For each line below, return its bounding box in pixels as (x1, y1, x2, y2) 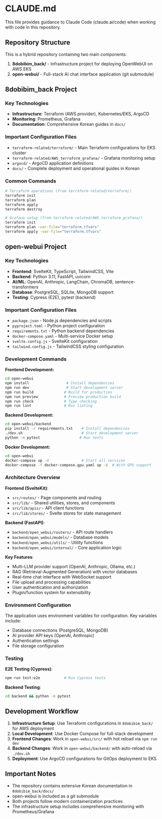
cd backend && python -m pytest (5, 694, 71, 699)
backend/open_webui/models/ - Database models (12, 534, 109, 540)
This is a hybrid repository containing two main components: (5, 51, 127, 57)
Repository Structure (5, 39, 71, 47)
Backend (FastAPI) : (5, 519, 45, 525)
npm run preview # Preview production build (5, 394, 121, 399)
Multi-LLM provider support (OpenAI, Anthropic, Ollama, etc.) (12, 563, 136, 569)
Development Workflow (5, 707, 79, 716)
